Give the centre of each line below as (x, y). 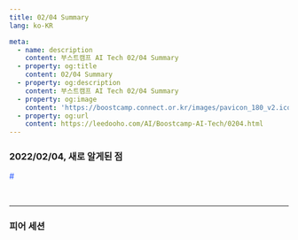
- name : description (55, 50)
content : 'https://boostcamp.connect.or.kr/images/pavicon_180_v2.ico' (160, 107)
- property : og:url (53, 116)
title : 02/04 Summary (49, 17)
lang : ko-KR (31, 26)
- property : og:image (57, 99)
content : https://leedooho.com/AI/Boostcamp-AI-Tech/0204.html (145, 124)
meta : (19, 42)
